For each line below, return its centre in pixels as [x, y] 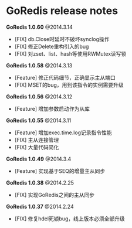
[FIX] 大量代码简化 [37, 147]
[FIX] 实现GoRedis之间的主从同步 [55, 195]
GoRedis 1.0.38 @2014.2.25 [40, 182]
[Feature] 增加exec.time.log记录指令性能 [63, 132]
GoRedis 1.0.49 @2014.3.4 [39, 159]
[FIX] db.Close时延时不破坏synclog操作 [62, 39]
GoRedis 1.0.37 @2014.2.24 [40, 206]
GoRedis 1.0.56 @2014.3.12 [39, 96]
